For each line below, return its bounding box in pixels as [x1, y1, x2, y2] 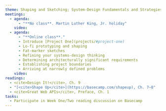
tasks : [5, 94, 19, 99]
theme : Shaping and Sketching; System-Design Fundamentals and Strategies [5, 7, 163, 12]
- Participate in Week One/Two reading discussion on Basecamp [9, 99, 142, 104]
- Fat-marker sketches [18, 48, 65, 53]
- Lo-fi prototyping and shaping [18, 44, 87, 49]
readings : [5, 76, 26, 81]
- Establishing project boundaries [18, 62, 92, 67]
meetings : [5, 12, 26, 17]
